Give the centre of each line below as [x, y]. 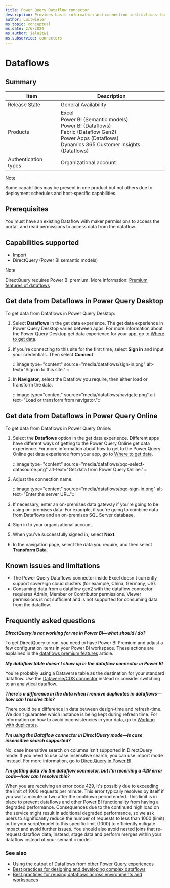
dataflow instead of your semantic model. [49, 839]
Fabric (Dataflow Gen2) [89, 132]
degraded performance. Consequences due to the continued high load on [82, 807]
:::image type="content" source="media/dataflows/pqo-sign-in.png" [84, 489]
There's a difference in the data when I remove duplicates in [70, 693]
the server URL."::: [57, 494]
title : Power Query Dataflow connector [47, 10]
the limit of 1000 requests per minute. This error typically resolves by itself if [85, 791]
